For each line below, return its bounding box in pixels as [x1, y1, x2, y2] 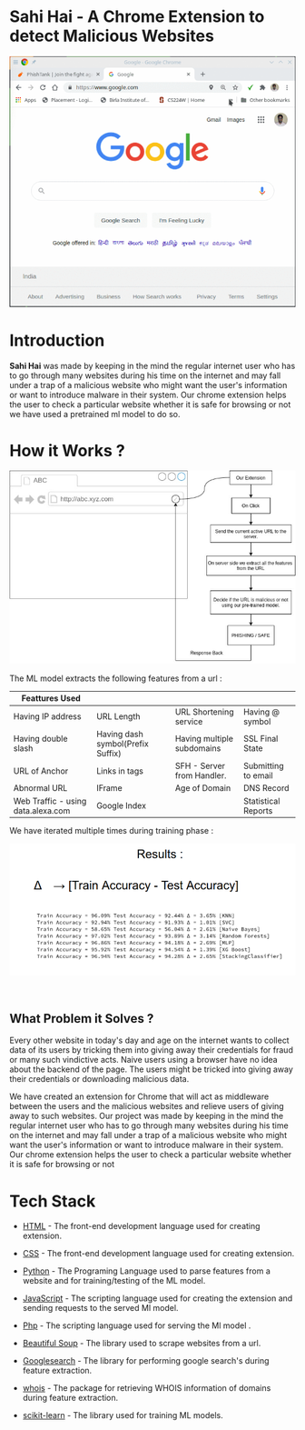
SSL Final [243, 734, 279, 745]
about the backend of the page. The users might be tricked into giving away [9, 1064, 293, 1075]
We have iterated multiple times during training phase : [9, 825, 214, 836]
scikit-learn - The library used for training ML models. [22, 1410, 224, 1421]
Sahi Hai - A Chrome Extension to [9, 6, 265, 27]
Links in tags [96, 765, 143, 776]
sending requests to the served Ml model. [22, 1303, 179, 1314]
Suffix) [96, 747, 122, 758]
